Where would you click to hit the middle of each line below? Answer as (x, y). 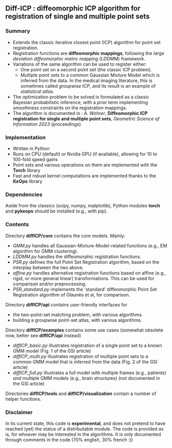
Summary (18, 31)
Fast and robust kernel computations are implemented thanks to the (84, 176)
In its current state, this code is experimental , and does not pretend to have (85, 423)
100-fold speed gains (35, 159)
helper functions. (23, 399)
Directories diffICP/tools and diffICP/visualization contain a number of (81, 393)
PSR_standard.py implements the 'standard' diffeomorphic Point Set (85, 289)
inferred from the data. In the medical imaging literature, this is (86, 80)
